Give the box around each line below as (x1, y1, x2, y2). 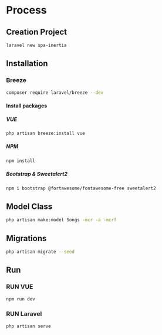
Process (6, 4, 47, 17)
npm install (6, 158, 35, 164)
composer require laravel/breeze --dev (6, 89, 104, 96)
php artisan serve (6, 323, 51, 329)
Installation (6, 59, 48, 69)
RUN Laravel (6, 310, 42, 318)
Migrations (6, 233, 47, 243)
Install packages (6, 102, 48, 109)
